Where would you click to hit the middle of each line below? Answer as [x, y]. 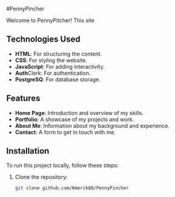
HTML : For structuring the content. [58, 54]
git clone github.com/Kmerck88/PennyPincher [72, 188]
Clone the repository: [41, 177]
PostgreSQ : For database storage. [58, 79]
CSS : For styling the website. [51, 60]
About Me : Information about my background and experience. [92, 125]
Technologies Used [43, 39]
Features [23, 98]
